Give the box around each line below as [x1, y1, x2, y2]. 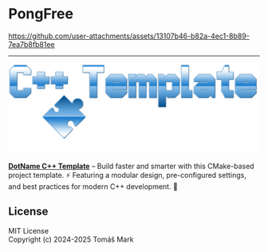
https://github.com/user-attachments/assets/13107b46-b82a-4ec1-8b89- [8, 31, 250, 41]
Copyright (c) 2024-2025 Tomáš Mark [8, 234, 134, 244]
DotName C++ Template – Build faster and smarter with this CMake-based [8, 161, 254, 171]
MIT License [8, 226, 49, 235]
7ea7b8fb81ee [8, 39, 55, 49]
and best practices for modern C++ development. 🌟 [8, 182, 178, 191]
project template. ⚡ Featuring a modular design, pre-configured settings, [8, 171, 247, 180]
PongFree [8, 5, 74, 23]
